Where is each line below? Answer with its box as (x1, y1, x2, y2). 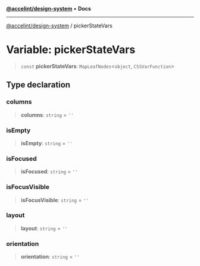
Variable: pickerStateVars (6, 43, 136, 57)
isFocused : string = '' (20, 168, 79, 175)
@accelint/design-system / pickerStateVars (6, 22, 113, 29)
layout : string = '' (20, 224, 68, 231)
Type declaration (6, 80, 70, 90)
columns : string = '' (20, 111, 74, 118)
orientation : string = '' (20, 253, 80, 261)
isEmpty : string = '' (20, 139, 73, 146)
